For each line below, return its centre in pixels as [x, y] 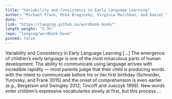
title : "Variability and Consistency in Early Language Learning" [78, 10]
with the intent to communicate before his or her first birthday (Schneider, [83, 75]
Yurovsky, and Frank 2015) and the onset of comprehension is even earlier [84, 80]
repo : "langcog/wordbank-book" [39, 34]
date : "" [15, 19]
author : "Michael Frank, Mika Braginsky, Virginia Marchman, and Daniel [84, 15]
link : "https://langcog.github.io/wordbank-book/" [60, 24]
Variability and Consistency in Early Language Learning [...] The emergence [85, 53]
